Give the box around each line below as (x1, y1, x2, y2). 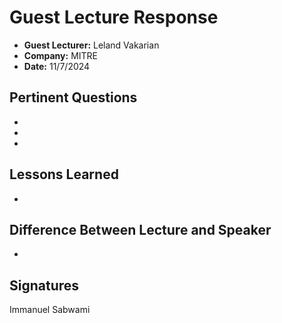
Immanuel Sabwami (9, 304, 91, 316)
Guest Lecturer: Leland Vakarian (23, 39, 160, 51)
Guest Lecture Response (9, 6, 219, 29)
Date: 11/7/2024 (23, 60, 91, 72)
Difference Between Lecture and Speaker (9, 221, 272, 238)
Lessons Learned (9, 166, 119, 183)
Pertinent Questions (9, 89, 138, 106)
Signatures (9, 277, 80, 294)
